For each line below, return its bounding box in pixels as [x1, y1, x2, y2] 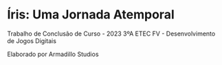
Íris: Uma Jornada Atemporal [7, 7, 175, 23]
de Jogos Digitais [7, 36, 57, 44]
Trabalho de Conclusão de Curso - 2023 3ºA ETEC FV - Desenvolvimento [7, 29, 216, 38]
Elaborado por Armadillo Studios [7, 50, 99, 58]
